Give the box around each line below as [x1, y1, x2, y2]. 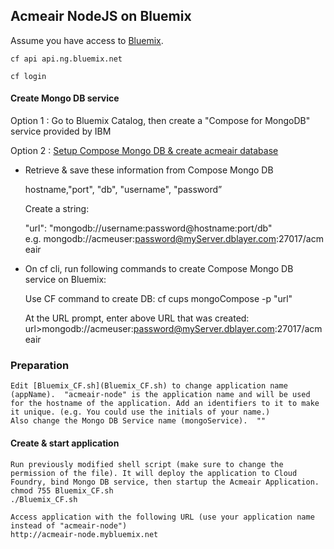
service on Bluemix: [24, 274, 107, 286]
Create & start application [10, 437, 120, 449]
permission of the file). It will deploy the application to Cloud [10, 468, 298, 478]
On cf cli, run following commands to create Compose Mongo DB [24, 263, 294, 275]
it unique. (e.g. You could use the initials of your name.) [10, 407, 271, 418]
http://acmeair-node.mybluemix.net [10, 529, 159, 539]
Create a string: [24, 203, 90, 215]
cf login [10, 71, 47, 81]
